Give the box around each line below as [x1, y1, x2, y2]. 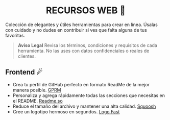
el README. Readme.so [12, 98, 63, 104]
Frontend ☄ [5, 68, 43, 77]
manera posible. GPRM [12, 87, 61, 93]
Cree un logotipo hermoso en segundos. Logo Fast [12, 108, 120, 114]
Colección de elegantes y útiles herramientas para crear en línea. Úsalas [5, 21, 158, 28]
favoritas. [5, 32, 26, 38]
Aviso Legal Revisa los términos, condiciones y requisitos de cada [17, 42, 157, 48]
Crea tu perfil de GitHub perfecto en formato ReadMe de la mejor [12, 81, 150, 87]
